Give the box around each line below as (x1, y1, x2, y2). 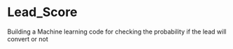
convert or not (7, 34, 49, 43)
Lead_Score (7, 4, 78, 20)
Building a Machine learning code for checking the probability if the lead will (7, 27, 227, 36)
